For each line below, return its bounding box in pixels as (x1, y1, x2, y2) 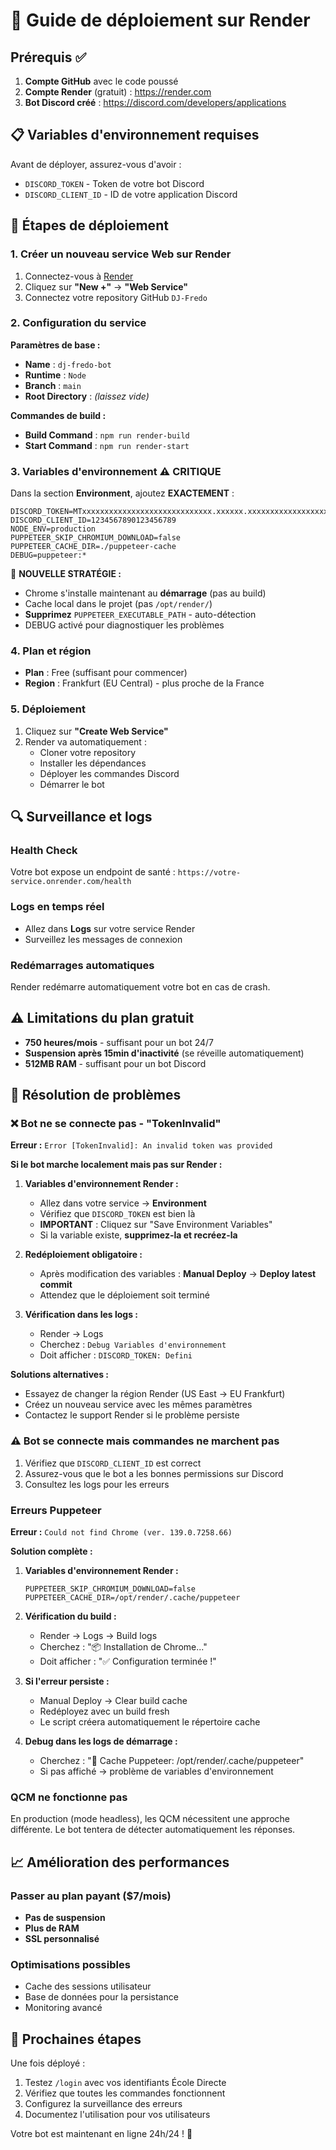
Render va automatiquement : (24, 735, 147, 748)
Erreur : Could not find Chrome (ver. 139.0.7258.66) (10, 1526, 233, 1538)
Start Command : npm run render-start (24, 439, 190, 451)
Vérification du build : (24, 1610, 117, 1623)
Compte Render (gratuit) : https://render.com (24, 86, 212, 98)
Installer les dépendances (39, 757, 147, 769)
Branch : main (24, 379, 82, 391)
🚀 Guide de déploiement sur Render (10, 9, 311, 32)
